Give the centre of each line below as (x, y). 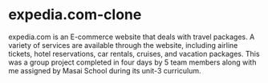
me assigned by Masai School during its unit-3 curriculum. (105, 70)
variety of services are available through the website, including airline (123, 45)
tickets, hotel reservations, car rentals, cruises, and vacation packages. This (134, 53)
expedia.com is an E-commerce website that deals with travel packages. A (132, 37)
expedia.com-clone (75, 15)
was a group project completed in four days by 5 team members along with (132, 62)
